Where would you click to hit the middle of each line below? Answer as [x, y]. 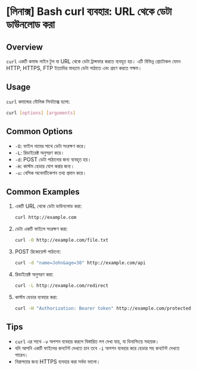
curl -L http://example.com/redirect [62, 285]
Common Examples [43, 192]
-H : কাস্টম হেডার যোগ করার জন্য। [44, 166]
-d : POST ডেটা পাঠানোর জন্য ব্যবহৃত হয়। [53, 159]
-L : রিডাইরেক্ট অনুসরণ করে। [40, 152]
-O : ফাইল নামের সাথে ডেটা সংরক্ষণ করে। [51, 146]
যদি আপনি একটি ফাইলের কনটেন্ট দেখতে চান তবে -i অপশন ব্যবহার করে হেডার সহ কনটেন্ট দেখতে [97, 348]
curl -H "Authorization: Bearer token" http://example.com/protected [103, 308]
